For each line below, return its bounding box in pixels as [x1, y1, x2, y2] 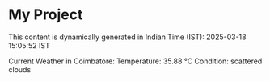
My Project [8, 6, 83, 24]
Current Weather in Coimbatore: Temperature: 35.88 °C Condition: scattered [8, 56, 263, 66]
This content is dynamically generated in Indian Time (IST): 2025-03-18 [8, 32, 247, 42]
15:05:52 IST [8, 40, 50, 50]
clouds [8, 64, 32, 74]
